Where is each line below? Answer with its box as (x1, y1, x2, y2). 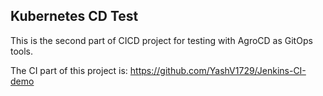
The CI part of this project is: (10, 64, 128, 76)
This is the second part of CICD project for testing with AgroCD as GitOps (10, 34, 313, 46)
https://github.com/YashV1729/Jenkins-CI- (129, 64, 307, 76)
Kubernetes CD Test (10, 8, 139, 25)
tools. (10, 45, 34, 57)
